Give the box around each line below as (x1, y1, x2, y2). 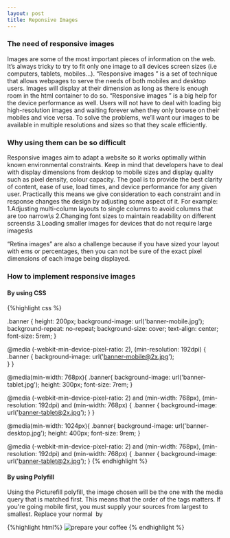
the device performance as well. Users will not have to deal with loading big (7, 98, 221, 107)
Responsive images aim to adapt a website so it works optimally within (7, 153, 207, 162)
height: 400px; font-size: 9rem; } (47, 429, 141, 438)
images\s (7, 226, 33, 235)
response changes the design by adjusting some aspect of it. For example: (7, 197, 218, 206)
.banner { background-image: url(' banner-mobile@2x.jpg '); (7, 352, 175, 361)
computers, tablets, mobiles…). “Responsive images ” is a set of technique (7, 69, 218, 78)
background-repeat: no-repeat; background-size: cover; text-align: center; (7, 325, 219, 333)
